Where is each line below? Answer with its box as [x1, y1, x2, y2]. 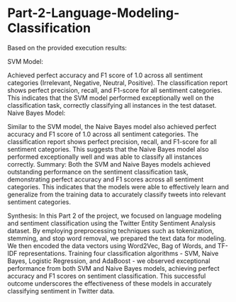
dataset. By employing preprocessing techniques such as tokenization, [7, 226, 214, 235]
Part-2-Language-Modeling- [7, 5, 180, 21]
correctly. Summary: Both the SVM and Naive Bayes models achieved [7, 160, 210, 168]
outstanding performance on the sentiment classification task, [7, 167, 189, 176]
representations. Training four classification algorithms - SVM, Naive [18, 249, 219, 257]
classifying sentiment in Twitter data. [7, 286, 115, 295]
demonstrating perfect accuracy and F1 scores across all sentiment [7, 175, 204, 184]
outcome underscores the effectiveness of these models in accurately [7, 279, 213, 288]
